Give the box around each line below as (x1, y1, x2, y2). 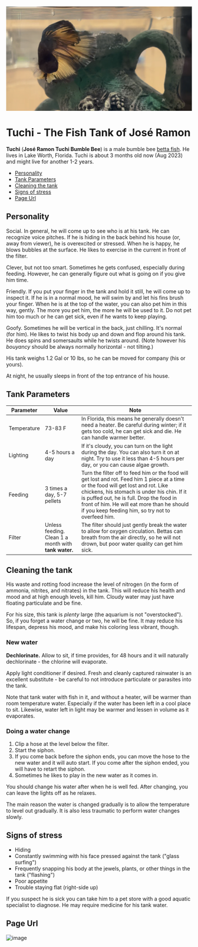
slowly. (6, 813, 24, 820)
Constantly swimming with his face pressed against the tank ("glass (14, 852, 180, 859)
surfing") (14, 858, 37, 866)
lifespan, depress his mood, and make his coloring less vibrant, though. (6, 624, 180, 631)
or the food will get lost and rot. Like (81, 481, 169, 489)
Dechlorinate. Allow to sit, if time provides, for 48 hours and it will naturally (6, 651, 189, 658)
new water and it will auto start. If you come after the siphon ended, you (14, 759, 190, 766)
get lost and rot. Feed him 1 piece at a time (81, 476, 184, 483)
